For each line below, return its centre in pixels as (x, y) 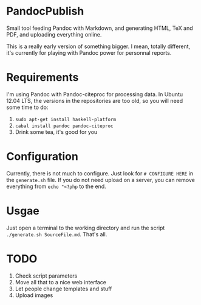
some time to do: (27, 107)
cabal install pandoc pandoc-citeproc (64, 126)
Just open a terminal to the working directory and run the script (86, 228)
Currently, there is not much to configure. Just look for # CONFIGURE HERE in (100, 173)
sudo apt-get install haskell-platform (66, 119)
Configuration (43, 157)
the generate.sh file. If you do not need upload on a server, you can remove (101, 180)
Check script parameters (46, 276)
